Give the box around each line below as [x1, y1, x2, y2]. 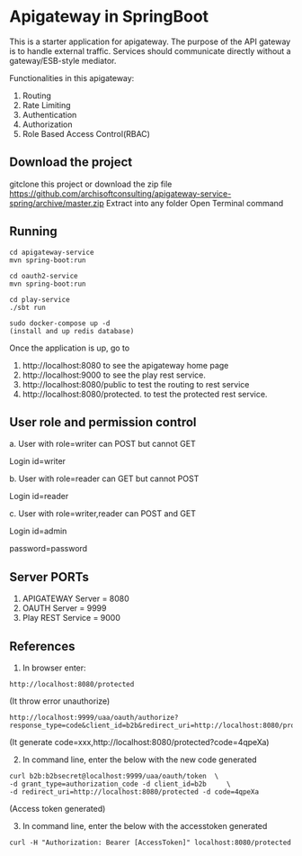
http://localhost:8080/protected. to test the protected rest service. [22, 388, 268, 399]
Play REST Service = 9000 [22, 613, 121, 624]
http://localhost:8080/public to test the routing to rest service [22, 378, 250, 389]
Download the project [9, 155, 133, 170]
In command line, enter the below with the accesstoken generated [22, 821, 268, 831]
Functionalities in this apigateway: [9, 72, 135, 83]
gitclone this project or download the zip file [9, 178, 173, 189]
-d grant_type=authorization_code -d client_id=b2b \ [9, 779, 231, 788]
